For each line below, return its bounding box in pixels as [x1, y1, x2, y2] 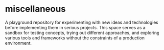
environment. [5, 40, 32, 46]
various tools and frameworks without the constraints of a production [5, 35, 145, 41]
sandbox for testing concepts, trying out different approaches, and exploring [5, 30, 160, 35]
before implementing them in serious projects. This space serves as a [5, 24, 146, 30]
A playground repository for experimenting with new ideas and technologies [5, 19, 159, 25]
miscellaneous [5, 3, 66, 15]
